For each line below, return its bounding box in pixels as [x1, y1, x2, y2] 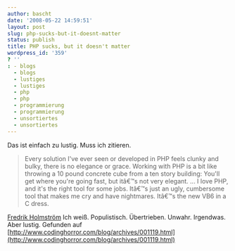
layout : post [7, 23, 46, 30]
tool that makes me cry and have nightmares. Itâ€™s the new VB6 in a [24, 191, 227, 200]
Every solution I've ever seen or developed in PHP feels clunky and [24, 154, 220, 162]
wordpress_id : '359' [7, 50, 68, 57]
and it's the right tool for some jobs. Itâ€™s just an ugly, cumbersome [24, 184, 225, 193]
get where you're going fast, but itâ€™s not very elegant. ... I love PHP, [24, 176, 229, 185]
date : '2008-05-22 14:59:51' [7, 17, 93, 24]
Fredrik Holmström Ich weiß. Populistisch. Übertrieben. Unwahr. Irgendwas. [7, 212, 227, 221]
